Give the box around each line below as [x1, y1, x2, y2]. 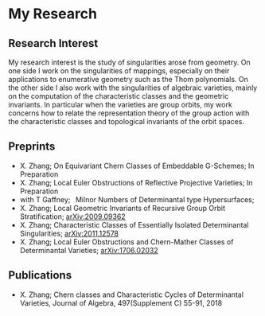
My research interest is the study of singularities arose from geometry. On [8, 57, 251, 67]
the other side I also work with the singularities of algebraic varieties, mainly [8, 83, 258, 92]
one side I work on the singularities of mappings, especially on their [8, 66, 230, 76]
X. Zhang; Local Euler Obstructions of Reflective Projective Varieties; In [19, 178, 253, 187]
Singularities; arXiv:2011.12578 [19, 228, 119, 238]
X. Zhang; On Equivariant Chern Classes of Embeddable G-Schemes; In [19, 161, 255, 170]
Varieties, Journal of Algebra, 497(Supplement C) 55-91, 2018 [19, 298, 223, 307]
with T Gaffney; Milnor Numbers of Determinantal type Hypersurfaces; [19, 194, 255, 204]
